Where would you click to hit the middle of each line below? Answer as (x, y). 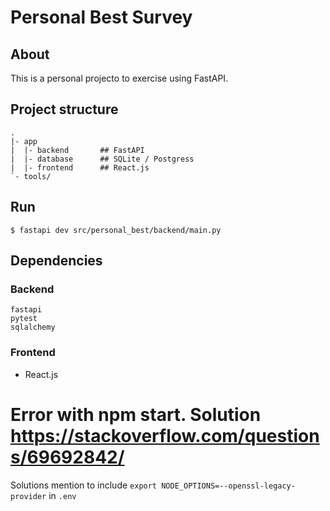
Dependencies (56, 261)
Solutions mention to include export (84, 485)
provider (28, 496)
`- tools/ (31, 176)
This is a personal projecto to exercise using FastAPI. (119, 78)
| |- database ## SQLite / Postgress (102, 159)
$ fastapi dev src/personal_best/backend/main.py (116, 230)
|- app (24, 141)
